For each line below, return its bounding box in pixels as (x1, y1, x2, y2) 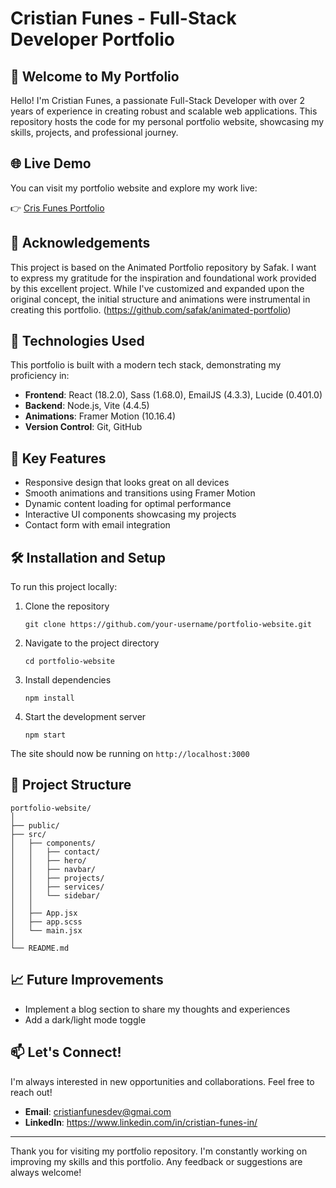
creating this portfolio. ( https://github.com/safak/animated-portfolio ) (10, 303, 292, 316)
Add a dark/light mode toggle (24, 1013, 147, 1026)
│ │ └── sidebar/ (10, 890, 101, 901)
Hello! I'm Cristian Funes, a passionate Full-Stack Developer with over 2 (10, 95, 305, 106)
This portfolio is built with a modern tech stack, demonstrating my (10, 359, 282, 371)
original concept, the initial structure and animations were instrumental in (10, 293, 311, 305)
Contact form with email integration (24, 519, 171, 531)
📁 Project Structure (10, 777, 132, 794)
